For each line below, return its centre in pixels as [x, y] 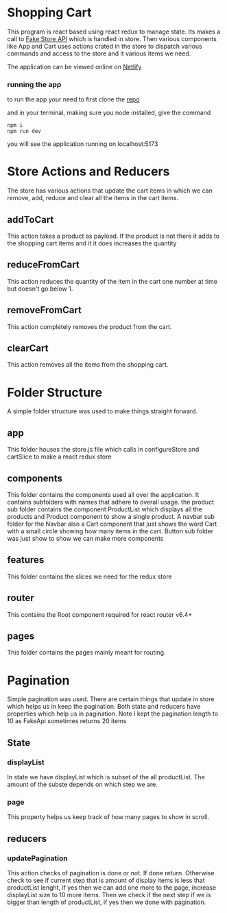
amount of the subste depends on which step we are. [82, 784]
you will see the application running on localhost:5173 [83, 144]
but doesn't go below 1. [40, 289]
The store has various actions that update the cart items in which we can [110, 191]
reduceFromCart [44, 265]
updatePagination [37, 858]
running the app [34, 84]
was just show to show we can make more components [85, 538]
